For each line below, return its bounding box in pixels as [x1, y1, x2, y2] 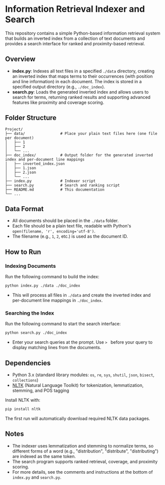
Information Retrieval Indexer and [5, 3, 145, 15]
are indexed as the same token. [12, 453, 76, 459]
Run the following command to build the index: [5, 274, 99, 280]
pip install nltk [5, 406, 41, 412]
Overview [5, 55, 36, 64]
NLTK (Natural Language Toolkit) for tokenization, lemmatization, [12, 382, 144, 388]
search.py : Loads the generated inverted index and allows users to [12, 89, 149, 95]
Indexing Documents [5, 262, 56, 269]
